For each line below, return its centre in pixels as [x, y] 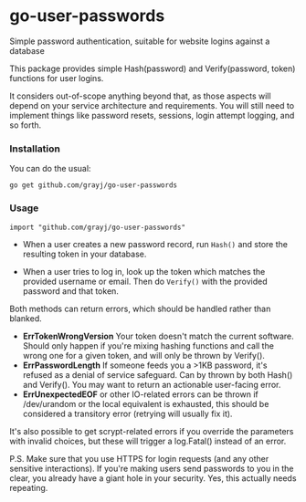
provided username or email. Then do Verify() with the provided [145, 281]
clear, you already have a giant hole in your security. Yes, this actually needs [153, 478]
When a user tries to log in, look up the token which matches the [144, 271]
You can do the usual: [50, 169]
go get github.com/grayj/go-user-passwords [94, 185]
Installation [35, 149]
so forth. [26, 125]
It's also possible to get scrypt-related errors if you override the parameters [152, 431]
